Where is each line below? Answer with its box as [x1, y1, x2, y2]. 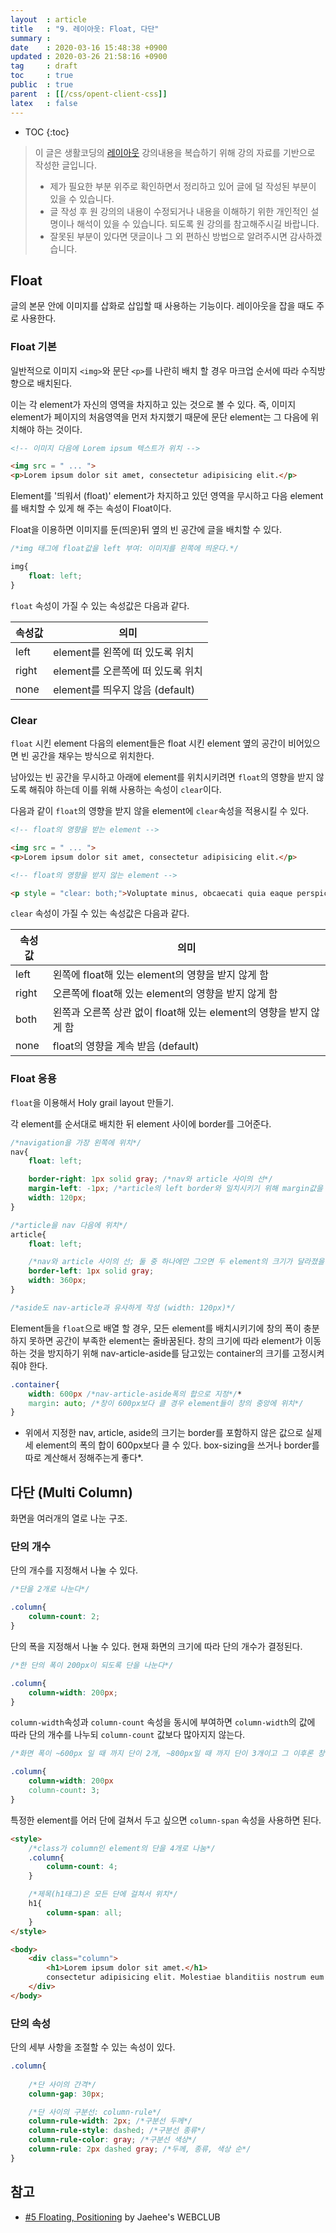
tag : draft [10, 61, 78, 71]
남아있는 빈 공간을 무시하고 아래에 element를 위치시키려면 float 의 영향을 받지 [10, 771, 314, 783]
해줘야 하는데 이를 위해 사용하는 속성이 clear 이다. [28, 784, 222, 796]
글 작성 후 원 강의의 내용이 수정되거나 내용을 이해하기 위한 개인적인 [49, 205, 309, 217]
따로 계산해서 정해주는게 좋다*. [24, 1452, 144, 1464]
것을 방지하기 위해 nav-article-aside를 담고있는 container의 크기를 [28, 1347, 290, 1359]
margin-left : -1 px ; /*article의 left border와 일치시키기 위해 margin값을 [28, 1184, 323, 1194]
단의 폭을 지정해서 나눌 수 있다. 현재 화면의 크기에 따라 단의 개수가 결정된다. [10, 1640, 303, 1652]
